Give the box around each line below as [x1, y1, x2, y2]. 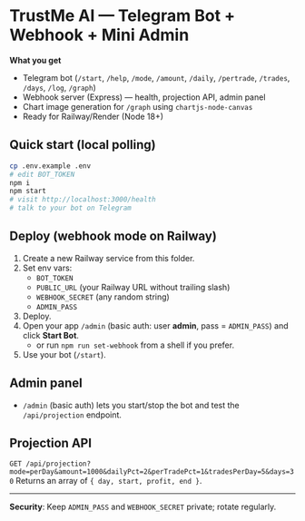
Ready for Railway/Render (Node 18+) [22, 111, 164, 122]
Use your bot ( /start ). [22, 349, 106, 359]
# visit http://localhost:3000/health [9, 195, 156, 204]
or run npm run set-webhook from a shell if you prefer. [35, 339, 234, 350]
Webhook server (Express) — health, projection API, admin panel [22, 92, 266, 103]
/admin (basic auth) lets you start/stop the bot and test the [22, 399, 241, 410]
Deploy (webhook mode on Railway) [9, 229, 218, 244]
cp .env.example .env [9, 161, 92, 171]
